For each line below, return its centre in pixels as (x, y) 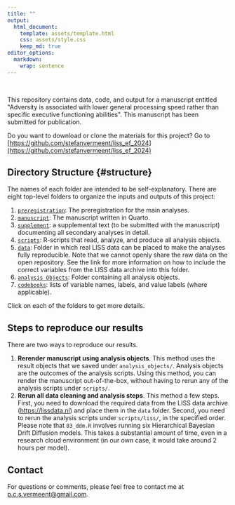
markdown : (28, 60)
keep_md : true (40, 46)
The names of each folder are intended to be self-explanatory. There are (112, 189)
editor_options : (31, 53)
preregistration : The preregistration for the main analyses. (103, 210)
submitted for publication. (45, 122)
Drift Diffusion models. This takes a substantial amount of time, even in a (122, 433)
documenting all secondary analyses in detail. (83, 233)
